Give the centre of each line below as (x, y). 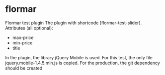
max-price (23, 37)
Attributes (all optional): (29, 28)
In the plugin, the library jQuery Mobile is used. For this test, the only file (79, 57)
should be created (24, 68)
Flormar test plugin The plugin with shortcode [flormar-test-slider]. (74, 23)
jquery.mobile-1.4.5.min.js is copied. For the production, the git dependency (82, 63)
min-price (22, 42)
